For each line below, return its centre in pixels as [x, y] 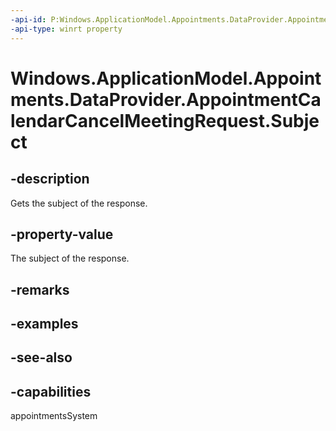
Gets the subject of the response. [79, 203]
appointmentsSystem [54, 416]
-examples [44, 324]
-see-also [41, 357]
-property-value [62, 234]
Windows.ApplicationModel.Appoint [166, 78]
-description [50, 179]
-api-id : [28, 19]
